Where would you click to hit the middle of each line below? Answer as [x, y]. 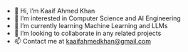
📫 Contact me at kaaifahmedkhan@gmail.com [83, 41]
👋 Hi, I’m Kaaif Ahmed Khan [54, 11]
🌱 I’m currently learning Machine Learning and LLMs [91, 26]
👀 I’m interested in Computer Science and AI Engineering [98, 18]
